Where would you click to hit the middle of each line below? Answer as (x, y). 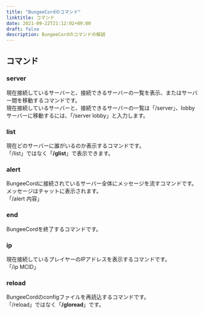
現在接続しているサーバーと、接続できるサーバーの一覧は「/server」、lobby (101, 108)
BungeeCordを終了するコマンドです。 (54, 229)
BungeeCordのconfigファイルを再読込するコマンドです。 (78, 297)
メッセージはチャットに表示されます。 (54, 191)
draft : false (23, 29)
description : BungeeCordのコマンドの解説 (56, 35)
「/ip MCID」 (23, 267)
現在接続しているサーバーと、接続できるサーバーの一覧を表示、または (94, 93)
